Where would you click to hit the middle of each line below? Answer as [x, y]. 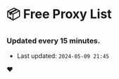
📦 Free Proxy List [59, 14]
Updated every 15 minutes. [54, 41]
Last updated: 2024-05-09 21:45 [63, 56]
